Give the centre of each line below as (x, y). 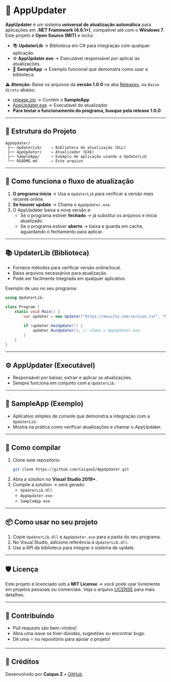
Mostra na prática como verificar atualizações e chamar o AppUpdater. (87, 427)
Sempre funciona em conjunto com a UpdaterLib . (64, 383)
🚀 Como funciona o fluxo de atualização (69, 181)
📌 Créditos (22, 662)
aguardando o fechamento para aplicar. (62, 231)
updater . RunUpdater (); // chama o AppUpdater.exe (86, 330)
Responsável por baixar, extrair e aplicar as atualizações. (72, 378)
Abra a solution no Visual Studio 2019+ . (55, 479)
